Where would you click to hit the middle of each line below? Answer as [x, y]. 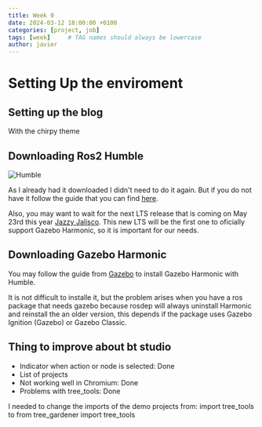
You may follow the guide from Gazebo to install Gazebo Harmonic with [124, 274]
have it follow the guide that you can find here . [83, 198]
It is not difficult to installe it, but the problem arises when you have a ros [126, 297]
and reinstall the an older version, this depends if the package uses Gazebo [130, 314]
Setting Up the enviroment [96, 84]
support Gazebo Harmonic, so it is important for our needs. [104, 230]
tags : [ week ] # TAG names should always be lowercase [105, 37]
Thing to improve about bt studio [90, 347]
